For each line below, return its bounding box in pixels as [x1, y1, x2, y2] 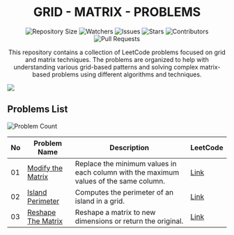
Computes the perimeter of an [75, 187, 174, 197]
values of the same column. [75, 176, 166, 186]
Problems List [7, 104, 68, 115]
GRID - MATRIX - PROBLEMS [33, 4, 201, 20]
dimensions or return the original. [75, 216, 184, 226]
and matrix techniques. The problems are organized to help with [25, 55, 209, 63]
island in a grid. [75, 196, 125, 206]
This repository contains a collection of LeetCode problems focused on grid [8, 48, 226, 56]
